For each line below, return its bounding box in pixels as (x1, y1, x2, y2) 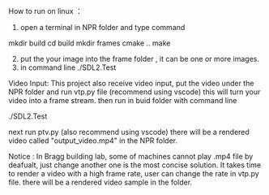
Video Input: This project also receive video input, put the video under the (8, 79, 254, 88)
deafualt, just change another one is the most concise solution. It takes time (8, 160, 262, 170)
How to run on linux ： (8, 6, 83, 15)
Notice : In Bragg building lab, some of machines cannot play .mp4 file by (8, 152, 254, 161)
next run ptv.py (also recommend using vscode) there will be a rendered (8, 128, 250, 136)
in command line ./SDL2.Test (19, 63, 117, 72)
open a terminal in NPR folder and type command (19, 23, 186, 32)
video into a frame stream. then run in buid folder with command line (8, 96, 237, 105)
